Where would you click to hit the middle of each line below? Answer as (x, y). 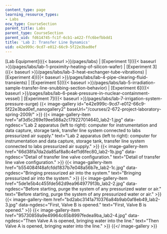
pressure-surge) (22, 103)
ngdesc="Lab (19, 125)
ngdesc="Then (21, 220)
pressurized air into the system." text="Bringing (92, 172)
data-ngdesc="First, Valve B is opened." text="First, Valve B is (83, 204)
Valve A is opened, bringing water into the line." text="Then (98, 220)
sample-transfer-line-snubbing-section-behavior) (56, 87)
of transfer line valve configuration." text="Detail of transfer (99, 157)
